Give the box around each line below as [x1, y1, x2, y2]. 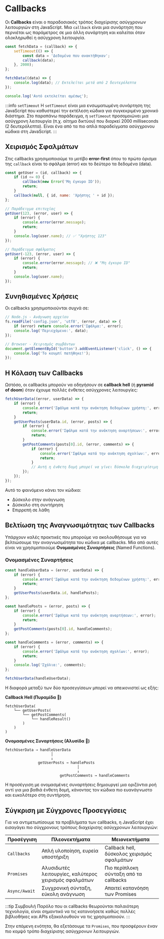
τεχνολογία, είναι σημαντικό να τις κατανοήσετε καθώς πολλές [5, 908, 136, 914]
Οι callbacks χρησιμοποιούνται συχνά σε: [5, 305, 89, 311]
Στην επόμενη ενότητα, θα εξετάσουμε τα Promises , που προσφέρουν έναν [5, 923, 158, 929]
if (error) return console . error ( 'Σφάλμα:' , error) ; [14, 324, 123, 329]
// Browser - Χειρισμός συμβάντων [5, 342, 76, 347]
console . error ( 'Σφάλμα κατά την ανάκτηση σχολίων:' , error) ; [22, 649, 150, 654]
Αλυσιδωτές [41, 864, 70, 871]
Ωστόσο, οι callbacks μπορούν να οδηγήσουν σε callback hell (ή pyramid [5, 382, 154, 388]
